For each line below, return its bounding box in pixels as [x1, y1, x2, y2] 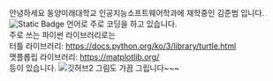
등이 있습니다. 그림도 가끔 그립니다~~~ [9, 63, 179, 73]
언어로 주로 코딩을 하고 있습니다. [65, 18, 178, 29]
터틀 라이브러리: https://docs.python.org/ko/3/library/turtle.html [9, 40, 237, 51]
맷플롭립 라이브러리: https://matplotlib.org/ [9, 52, 160, 62]
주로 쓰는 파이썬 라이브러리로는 [9, 30, 117, 40]
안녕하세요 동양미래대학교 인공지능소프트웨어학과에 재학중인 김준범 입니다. [9, 8, 265, 18]
